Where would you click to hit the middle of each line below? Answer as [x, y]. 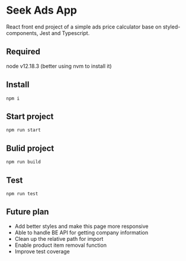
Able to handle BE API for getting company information [81, 233]
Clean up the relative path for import [59, 238]
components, [22, 33]
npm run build [24, 162]
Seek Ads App [41, 10]
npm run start [24, 130]
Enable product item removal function [60, 245]
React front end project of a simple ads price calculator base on [84, 27]
